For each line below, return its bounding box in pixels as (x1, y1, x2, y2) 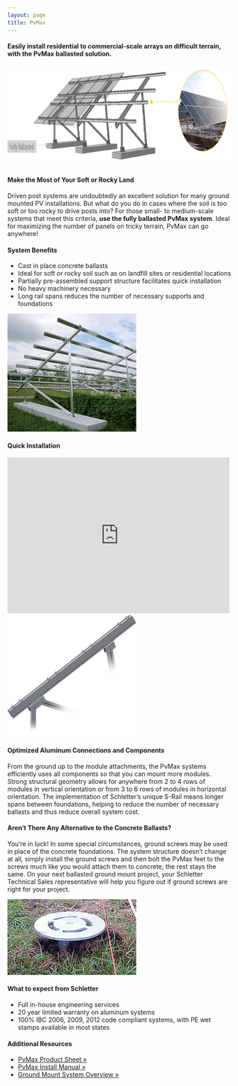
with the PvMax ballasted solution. (7, 50, 112, 58)
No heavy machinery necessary (17, 284, 112, 293)
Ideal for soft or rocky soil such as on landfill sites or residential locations (17, 269, 232, 278)
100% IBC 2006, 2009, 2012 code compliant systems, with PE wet (17, 1015, 211, 1024)
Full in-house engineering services (17, 1000, 119, 1008)
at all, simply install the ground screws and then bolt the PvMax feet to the (7, 854, 225, 863)
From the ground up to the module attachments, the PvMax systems (7, 762, 207, 770)
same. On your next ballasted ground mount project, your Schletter (7, 869, 203, 878)
